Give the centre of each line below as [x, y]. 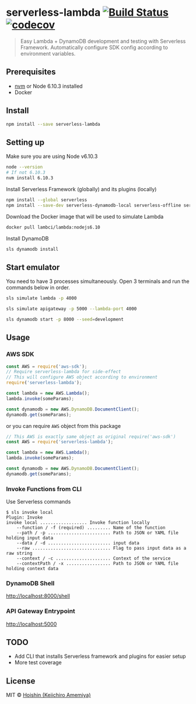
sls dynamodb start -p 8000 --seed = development [65, 319]
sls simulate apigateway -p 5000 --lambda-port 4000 [71, 309]
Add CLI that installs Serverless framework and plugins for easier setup [100, 656]
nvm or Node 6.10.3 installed [48, 86]
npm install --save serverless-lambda [53, 124]
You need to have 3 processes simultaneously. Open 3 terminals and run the [98, 281]
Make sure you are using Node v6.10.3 [52, 156]
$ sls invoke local [30, 513]
